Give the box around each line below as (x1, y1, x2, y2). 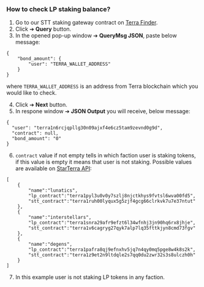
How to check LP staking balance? (6, 5, 111, 14)
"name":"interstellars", (28, 214, 92, 221)
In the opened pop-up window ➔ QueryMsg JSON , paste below (15, 32, 177, 39)
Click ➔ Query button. (15, 25, 72, 33)
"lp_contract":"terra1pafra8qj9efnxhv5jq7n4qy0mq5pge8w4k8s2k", (28, 246, 196, 253)
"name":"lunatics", (28, 187, 78, 194)
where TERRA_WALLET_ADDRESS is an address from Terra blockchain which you (6, 82, 198, 90)
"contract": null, (12, 130, 59, 136)
